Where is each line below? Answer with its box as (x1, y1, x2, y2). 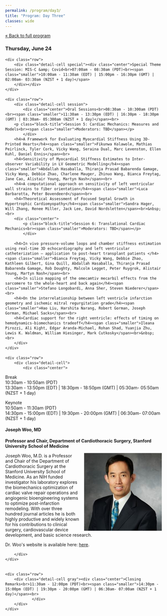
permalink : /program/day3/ (5, 8, 61, 13)
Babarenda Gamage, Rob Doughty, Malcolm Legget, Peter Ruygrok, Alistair (5, 266, 162, 271)
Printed (5, 142, 21, 147)
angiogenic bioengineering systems (5, 495, 79, 501)
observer (5, 162, 23, 167)
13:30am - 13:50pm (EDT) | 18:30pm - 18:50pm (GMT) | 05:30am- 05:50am (5, 384, 159, 390)
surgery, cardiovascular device (5, 527, 69, 532)
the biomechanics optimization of (5, 484, 74, 490)
